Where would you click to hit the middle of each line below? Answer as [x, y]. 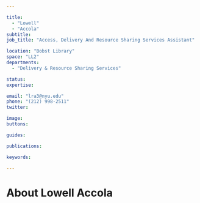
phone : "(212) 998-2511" [38, 102]
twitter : [17, 108]
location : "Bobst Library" [41, 51]
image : [15, 119]
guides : [16, 135]
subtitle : [19, 34]
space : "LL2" [23, 57]
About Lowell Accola [59, 193]
